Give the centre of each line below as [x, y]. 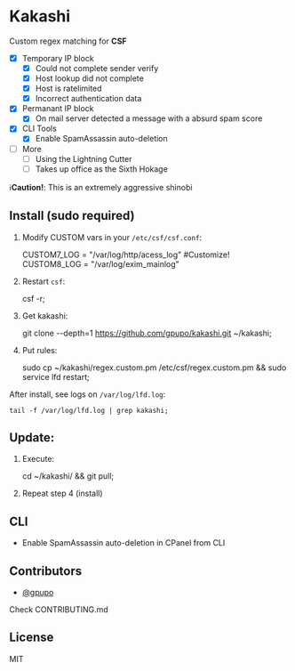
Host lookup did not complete [89, 78]
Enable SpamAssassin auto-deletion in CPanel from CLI [124, 543]
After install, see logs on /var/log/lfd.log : [88, 394]
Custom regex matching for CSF [68, 41]
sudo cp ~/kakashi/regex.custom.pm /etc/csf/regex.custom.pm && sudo [154, 368]
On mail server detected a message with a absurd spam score [149, 118]
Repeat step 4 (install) [63, 493]
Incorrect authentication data [88, 99]
